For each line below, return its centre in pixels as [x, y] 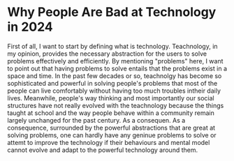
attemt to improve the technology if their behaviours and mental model [109, 142]
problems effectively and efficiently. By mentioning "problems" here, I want [115, 61]
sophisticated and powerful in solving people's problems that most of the [112, 83]
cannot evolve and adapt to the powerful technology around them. [102, 150]
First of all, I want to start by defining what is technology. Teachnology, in [112, 46]
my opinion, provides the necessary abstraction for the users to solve [107, 54]
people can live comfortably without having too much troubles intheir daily [114, 91]
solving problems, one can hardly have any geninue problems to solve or [112, 135]
